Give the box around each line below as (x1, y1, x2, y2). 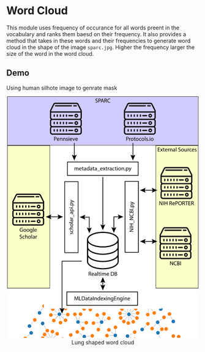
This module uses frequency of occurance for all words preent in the (6, 24, 179, 31)
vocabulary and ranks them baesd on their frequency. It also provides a (6, 30, 187, 37)
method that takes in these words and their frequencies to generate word (6, 37, 191, 44)
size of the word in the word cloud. (6, 50, 94, 57)
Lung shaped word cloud (71, 339, 135, 346)
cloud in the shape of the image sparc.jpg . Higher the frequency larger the (6, 44, 195, 51)
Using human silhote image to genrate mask (6, 84, 117, 91)
